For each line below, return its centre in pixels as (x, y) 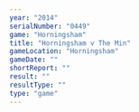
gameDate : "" (34, 60)
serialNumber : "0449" (50, 26)
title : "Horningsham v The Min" (70, 43)
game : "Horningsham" (48, 34)
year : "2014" (34, 18)
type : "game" (34, 93)
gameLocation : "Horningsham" (64, 51)
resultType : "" (38, 85)
